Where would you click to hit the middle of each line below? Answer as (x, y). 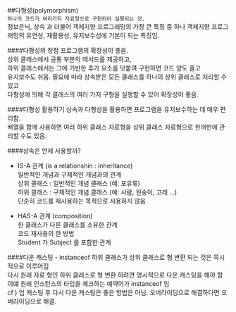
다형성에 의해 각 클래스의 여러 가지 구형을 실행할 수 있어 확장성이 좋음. (103, 94)
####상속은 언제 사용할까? (44, 151)
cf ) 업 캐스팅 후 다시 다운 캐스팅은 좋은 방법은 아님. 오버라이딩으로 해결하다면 (113, 292)
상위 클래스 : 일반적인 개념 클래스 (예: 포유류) (79, 183)
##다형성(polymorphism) (43, 10)
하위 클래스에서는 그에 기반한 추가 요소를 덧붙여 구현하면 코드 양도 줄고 (104, 68)
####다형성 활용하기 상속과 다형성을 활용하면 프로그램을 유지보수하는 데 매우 (113, 109)
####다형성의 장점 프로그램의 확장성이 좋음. (68, 50)
